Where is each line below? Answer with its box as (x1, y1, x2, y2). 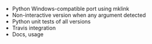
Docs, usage (12, 31, 44, 38)
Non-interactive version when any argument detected (12, 11, 147, 19)
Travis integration (12, 24, 56, 31)
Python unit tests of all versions (12, 18, 91, 25)
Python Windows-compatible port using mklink (12, 5, 130, 12)
